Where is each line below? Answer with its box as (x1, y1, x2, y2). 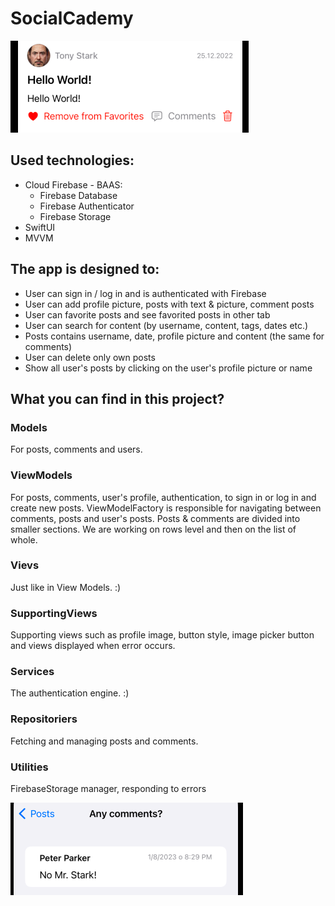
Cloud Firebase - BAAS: (24, 178, 123, 191)
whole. (10, 533, 38, 546)
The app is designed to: (10, 261, 160, 278)
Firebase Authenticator (39, 200, 135, 212)
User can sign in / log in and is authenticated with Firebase (24, 287, 267, 299)
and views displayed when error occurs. (10, 640, 176, 652)
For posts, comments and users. (10, 443, 143, 456)
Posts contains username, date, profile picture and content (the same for (24, 330, 325, 342)
